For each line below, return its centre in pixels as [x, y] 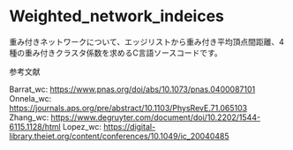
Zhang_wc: [29, 117]
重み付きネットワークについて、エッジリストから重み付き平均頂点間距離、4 [146, 41]
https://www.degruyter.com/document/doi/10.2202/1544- [156, 117]
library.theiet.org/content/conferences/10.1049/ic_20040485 [119, 136]
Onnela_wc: [30, 98]
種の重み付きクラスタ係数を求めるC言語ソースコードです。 [116, 52]
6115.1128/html [35, 126]
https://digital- [130, 126]
